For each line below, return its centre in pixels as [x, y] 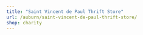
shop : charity [24, 23]
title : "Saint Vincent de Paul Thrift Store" [65, 12]
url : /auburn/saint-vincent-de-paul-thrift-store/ [72, 17]
